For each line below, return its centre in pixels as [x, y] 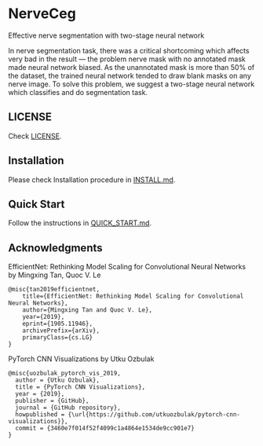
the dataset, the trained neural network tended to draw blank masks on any [130, 75]
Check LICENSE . [35, 136]
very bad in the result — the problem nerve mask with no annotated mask [127, 59]
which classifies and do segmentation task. [78, 92]
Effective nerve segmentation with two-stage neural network [106, 35]
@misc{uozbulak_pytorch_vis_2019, [65, 374]
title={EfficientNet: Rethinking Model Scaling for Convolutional [133, 296]
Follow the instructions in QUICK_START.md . [80, 223]
